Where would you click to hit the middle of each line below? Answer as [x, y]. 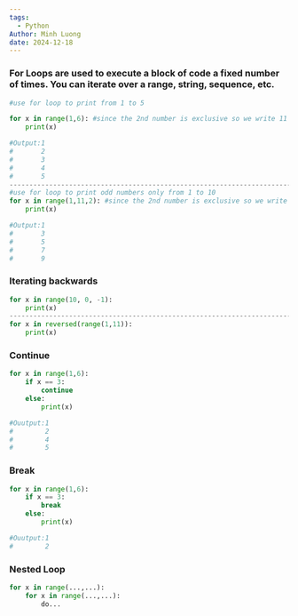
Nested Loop [37, 569]
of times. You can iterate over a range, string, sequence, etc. [142, 84]
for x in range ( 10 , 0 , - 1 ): [61, 300]
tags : [19, 17]
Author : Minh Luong [45, 34]
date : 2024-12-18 [41, 42]
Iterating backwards [54, 281]
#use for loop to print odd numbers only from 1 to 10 [113, 193]
